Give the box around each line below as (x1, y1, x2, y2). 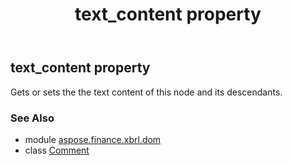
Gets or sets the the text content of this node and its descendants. (10, 86, 283, 98)
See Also (10, 111, 55, 125)
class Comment (24, 144, 90, 156)
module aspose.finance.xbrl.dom (24, 133, 162, 145)
